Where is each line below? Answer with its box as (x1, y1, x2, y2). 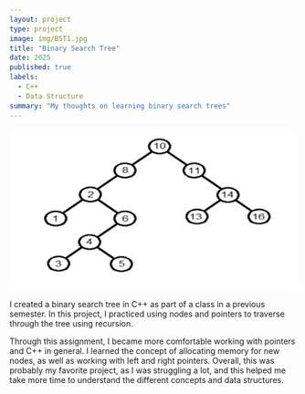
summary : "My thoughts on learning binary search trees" (9, 101, 231, 110)
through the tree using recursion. (9, 318, 134, 329)
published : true (9, 63, 71, 72)
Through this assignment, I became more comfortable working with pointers (9, 336, 296, 347)
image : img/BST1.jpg (9, 34, 89, 43)
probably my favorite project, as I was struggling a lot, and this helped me (9, 365, 286, 376)
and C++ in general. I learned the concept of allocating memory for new (9, 346, 280, 357)
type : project (9, 24, 64, 34)
